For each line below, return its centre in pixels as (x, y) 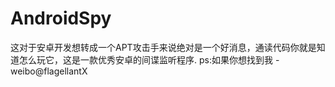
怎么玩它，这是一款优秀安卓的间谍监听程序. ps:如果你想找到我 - (149, 59)
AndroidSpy (61, 18)
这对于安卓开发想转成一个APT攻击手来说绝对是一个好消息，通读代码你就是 (163, 47)
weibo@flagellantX (49, 71)
